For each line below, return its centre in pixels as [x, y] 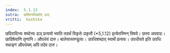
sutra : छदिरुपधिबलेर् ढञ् [27, 15]
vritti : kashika [24, 19]
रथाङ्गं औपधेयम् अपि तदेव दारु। [31, 45]
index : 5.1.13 [22, 10]
